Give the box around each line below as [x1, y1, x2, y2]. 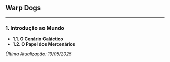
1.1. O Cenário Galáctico [12, 36, 63, 42]
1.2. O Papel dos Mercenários [12, 41, 75, 47]
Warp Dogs [5, 4, 41, 12]
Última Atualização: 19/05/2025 [5, 51, 72, 57]
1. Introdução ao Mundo [5, 24, 64, 31]
